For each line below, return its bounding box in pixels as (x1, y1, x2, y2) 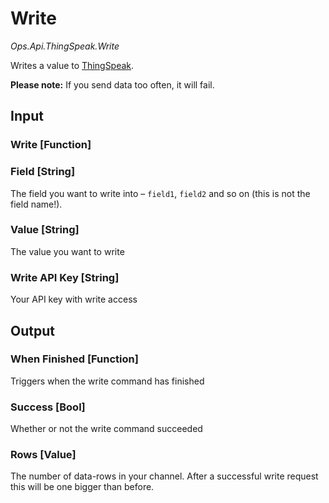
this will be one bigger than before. (10, 481, 155, 493)
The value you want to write (10, 245, 125, 257)
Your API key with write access (10, 293, 138, 306)
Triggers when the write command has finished (10, 375, 205, 387)
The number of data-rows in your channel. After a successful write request (10, 470, 319, 482)
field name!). (10, 198, 63, 210)
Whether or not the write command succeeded (10, 423, 203, 435)
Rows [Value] (10, 448, 77, 462)
